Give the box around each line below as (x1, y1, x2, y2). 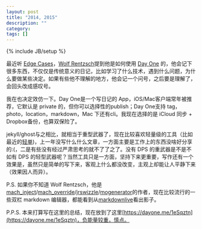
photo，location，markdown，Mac (6, 111, 93, 118)
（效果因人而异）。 (6, 168, 51, 176)
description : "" (6, 20, 47, 26)
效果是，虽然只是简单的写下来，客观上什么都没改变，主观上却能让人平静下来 (6, 160, 196, 168)
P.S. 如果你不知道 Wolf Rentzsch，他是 (6, 181, 102, 188)
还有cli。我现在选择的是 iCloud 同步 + (99, 111, 192, 118)
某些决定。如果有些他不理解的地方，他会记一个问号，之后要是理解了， (22, 75, 196, 82)
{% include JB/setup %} (6, 47, 66, 55)
